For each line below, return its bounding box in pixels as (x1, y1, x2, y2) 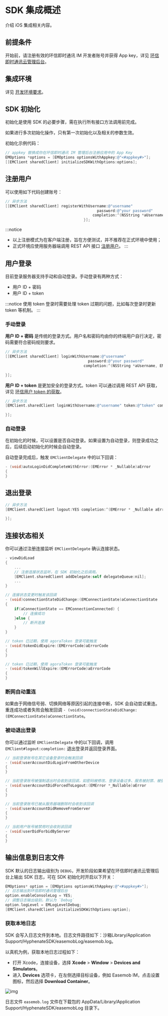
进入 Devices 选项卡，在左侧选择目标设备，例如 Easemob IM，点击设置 (12, 972, 160, 978)
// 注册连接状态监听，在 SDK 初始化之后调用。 (14, 569, 99, 574)
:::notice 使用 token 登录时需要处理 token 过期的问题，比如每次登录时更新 (5, 301, 156, 306)
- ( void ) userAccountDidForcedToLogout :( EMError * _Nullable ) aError (5, 783, 146, 788)
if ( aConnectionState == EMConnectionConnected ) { (14, 606, 120, 611)
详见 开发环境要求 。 (5, 88, 46, 95)
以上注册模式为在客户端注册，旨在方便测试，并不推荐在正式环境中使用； (12, 237, 161, 243)
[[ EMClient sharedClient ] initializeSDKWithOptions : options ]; (5, 159, 137, 165)
